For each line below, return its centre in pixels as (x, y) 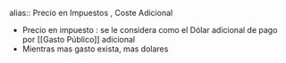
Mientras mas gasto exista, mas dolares (95, 49)
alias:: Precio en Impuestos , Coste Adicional (91, 13)
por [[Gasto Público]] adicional (79, 39)
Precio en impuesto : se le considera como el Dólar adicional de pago (150, 30)
